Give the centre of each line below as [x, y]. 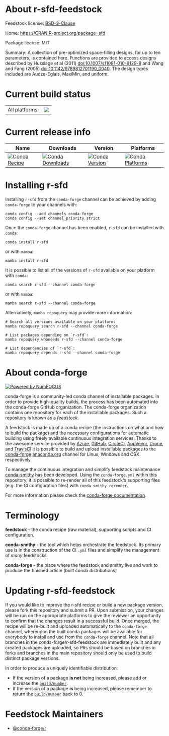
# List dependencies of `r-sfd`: [40, 348]
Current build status [48, 94]
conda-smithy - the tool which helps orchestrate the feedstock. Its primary [83, 545]
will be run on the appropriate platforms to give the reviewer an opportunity [83, 615]
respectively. [18, 459]
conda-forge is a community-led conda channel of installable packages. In [82, 396]
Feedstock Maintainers [54, 714]
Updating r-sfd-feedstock [60, 591]
